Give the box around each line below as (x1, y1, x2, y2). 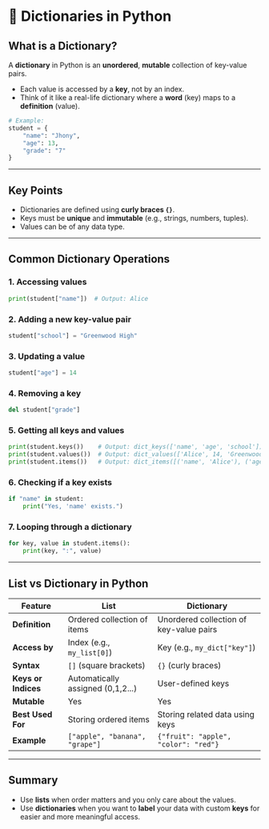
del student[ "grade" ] (8, 406, 81, 414)
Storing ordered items (67, 714, 151, 725)
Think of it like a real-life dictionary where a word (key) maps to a (19, 93, 236, 102)
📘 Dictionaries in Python (8, 7, 172, 26)
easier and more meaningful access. (19, 811, 141, 821)
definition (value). (19, 102, 80, 110)
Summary (8, 774, 58, 787)
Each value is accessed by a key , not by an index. (19, 84, 185, 94)
